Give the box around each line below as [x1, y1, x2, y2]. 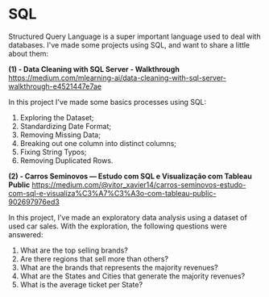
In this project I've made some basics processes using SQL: [8, 97, 207, 107]
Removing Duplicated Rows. [19, 155, 114, 165]
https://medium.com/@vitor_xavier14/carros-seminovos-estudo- [31, 179, 246, 190]
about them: [8, 48, 48, 58]
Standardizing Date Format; [19, 121, 111, 131]
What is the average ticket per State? [19, 279, 143, 289]
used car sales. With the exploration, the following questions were [8, 221, 227, 231]
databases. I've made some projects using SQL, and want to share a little [8, 40, 250, 49]
